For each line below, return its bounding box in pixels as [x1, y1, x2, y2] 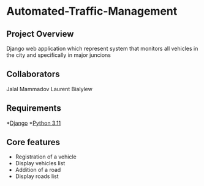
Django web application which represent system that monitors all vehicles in [6, 45, 198, 52]
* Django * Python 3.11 [6, 119, 61, 127]
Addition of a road [15, 166, 61, 174]
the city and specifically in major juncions [6, 51, 111, 59]
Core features [6, 137, 60, 147]
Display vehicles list [15, 160, 66, 167]
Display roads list [15, 173, 59, 180]
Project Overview [6, 29, 74, 39]
